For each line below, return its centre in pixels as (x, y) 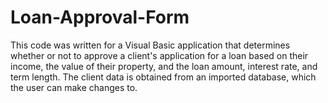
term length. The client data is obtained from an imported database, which (163, 77)
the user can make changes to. (74, 87)
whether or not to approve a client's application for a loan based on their (159, 55)
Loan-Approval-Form (100, 17)
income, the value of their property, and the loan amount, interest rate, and (164, 66)
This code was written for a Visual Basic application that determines (150, 45)
